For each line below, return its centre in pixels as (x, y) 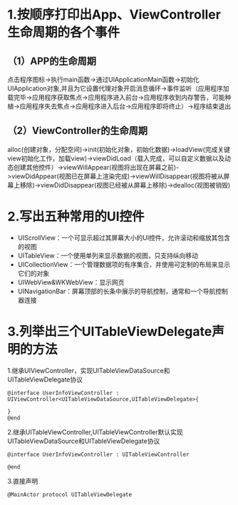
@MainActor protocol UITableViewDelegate (70, 494)
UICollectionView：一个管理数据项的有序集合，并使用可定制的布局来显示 (124, 264)
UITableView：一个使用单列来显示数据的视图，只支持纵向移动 (108, 255)
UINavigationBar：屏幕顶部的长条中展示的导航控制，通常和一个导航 (117, 291)
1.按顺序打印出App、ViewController (114, 15)
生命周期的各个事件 (64, 32)
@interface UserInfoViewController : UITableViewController (99, 454)
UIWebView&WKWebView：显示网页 (71, 282)
